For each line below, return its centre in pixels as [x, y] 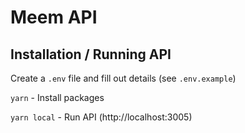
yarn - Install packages [57, 97]
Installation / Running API [91, 54]
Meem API [54, 17]
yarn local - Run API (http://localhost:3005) [101, 117]
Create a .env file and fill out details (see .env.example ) [123, 78]
